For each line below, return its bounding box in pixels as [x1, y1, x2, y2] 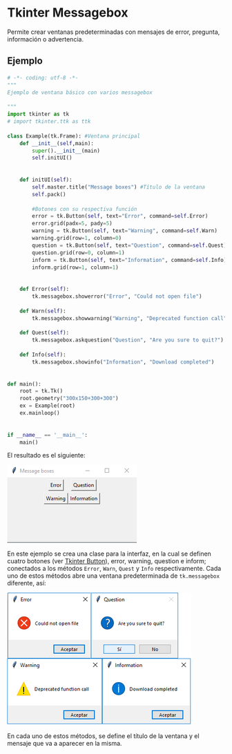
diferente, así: [7, 579, 46, 587]
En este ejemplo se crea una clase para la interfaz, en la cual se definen [7, 549, 212, 558]
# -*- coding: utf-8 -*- [7, 74, 79, 81]
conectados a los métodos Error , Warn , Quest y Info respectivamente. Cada [7, 565, 222, 573]
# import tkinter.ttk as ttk [7, 118, 91, 125]
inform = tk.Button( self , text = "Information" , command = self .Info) [32, 256, 227, 263]
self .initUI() [32, 154, 72, 162]
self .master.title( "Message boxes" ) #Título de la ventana [32, 183, 206, 191]
